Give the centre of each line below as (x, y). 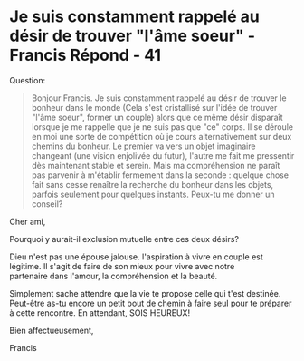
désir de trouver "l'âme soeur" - (133, 36)
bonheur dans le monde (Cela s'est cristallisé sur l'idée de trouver (154, 107)
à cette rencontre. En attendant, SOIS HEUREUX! (100, 312)
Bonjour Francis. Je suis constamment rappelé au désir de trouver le (159, 98)
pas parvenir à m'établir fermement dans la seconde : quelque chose (160, 175)
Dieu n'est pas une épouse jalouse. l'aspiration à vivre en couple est (137, 257)
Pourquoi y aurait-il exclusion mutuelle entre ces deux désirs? (124, 239)
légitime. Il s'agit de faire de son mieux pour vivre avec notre (122, 266)
